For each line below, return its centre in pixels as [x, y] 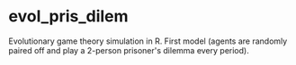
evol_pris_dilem [68, 16]
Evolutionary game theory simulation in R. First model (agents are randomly [148, 41]
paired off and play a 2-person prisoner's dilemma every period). [129, 50]
